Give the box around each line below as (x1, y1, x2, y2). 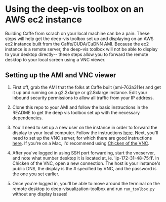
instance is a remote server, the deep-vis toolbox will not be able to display (5, 46, 158, 52)
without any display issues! (12, 191, 68, 197)
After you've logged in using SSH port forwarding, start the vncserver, (12, 150, 155, 155)
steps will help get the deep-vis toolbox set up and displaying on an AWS (5, 36, 154, 42)
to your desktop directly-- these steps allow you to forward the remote (5, 51, 149, 57)
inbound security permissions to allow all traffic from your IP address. (12, 95, 154, 101)
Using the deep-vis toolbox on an (5, 3, 144, 15)
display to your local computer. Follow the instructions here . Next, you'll (12, 130, 158, 136)
